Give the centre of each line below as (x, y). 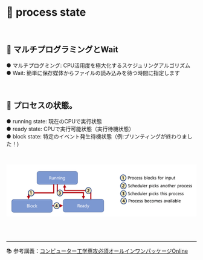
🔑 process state (46, 12)
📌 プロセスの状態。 (42, 106)
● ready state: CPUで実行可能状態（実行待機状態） (70, 129)
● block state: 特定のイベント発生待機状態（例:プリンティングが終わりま (97, 136)
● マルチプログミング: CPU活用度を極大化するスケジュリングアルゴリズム (98, 65)
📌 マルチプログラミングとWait (62, 50)
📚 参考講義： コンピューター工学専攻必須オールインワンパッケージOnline (97, 251)
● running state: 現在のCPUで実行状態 (54, 121)
